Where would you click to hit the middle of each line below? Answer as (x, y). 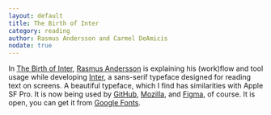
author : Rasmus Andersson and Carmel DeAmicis (88, 38)
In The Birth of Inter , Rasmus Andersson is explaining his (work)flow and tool (136, 68)
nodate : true (30, 46)
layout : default (36, 16)
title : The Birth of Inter (54, 23)
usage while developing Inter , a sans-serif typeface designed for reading (130, 77)
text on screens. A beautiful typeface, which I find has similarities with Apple (136, 86)
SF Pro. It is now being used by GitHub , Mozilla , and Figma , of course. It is (132, 94)
